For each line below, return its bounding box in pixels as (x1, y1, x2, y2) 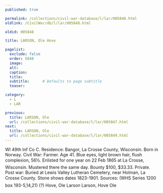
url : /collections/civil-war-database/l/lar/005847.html (9, 120, 129, 124)
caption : (9, 70, 27, 75)
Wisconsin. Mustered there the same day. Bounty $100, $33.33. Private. (5, 164, 151, 170)
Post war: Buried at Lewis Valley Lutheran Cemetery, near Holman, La (5, 169, 146, 175)
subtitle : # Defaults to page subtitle (9, 79, 102, 84)
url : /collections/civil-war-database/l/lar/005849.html (9, 133, 129, 138)
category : (5, 93, 26, 97)
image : (9, 61, 23, 66)
